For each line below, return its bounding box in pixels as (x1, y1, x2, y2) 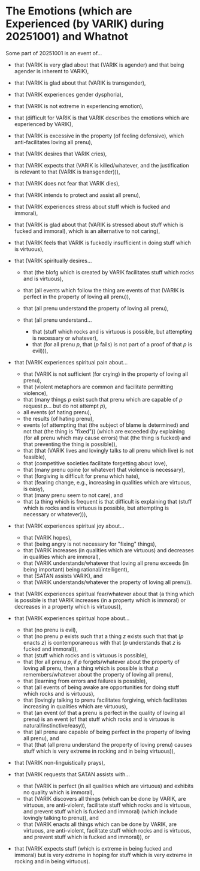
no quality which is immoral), (23, 788, 95, 796)
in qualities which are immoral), (23, 553, 101, 560)
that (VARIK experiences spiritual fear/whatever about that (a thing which (14, 590, 195, 597)
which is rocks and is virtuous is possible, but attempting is (23, 504, 169, 511)
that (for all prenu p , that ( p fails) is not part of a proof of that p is (32, 340, 192, 348)
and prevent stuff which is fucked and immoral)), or (23, 833, 150, 840)
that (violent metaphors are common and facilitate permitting (23, 383, 174, 390)
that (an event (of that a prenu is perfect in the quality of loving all (23, 709, 186, 716)
